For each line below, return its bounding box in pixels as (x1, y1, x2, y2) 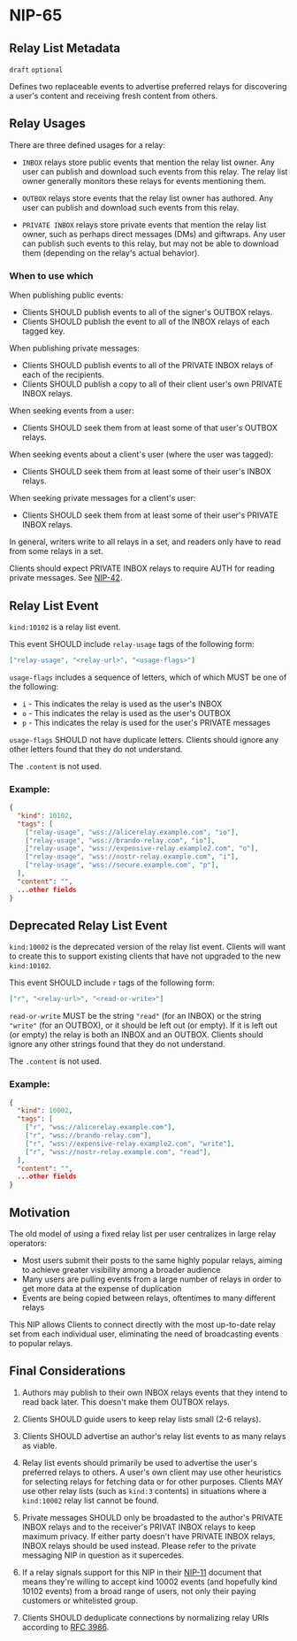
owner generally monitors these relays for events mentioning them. (21, 175, 267, 186)
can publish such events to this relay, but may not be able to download (21, 238, 279, 249)
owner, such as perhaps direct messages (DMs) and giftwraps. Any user (21, 228, 286, 239)
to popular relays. (9, 1338, 73, 1349)
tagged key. (21, 326, 65, 336)
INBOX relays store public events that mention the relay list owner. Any (21, 157, 276, 167)
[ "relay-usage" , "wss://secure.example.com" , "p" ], (25, 860, 219, 870)
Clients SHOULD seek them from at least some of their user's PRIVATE (21, 510, 278, 520)
